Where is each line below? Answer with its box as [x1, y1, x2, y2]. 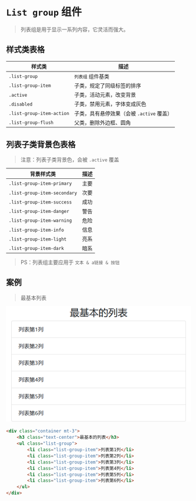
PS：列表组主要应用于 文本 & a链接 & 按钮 [20, 259, 120, 266]
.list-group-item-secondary [8, 190, 77, 196]
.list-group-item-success [8, 199, 72, 205]
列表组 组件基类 [74, 73, 110, 80]
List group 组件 [6, 5, 82, 19]
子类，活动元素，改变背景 [74, 92, 136, 98]
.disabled [8, 101, 33, 107]
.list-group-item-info [8, 227, 65, 233]
